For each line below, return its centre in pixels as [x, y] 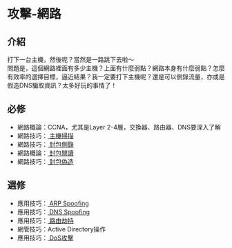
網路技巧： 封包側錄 [45, 144]
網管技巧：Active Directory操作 [61, 229]
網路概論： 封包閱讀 [45, 153]
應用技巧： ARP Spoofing [53, 203]
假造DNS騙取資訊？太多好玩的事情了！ [62, 85]
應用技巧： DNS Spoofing [54, 211]
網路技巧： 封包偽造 [45, 161]
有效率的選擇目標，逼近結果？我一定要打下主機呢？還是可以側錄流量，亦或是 [116, 77]
